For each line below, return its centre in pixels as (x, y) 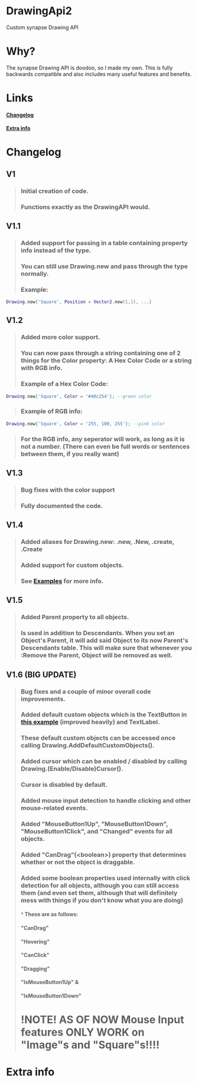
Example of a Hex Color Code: (64, 384)
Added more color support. (60, 338)
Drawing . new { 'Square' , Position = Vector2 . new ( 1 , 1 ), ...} (79, 302)
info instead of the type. (56, 250)
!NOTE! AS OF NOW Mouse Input (102, 1020)
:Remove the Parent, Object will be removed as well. (97, 655)
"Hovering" (35, 941)
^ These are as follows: (49, 914)
